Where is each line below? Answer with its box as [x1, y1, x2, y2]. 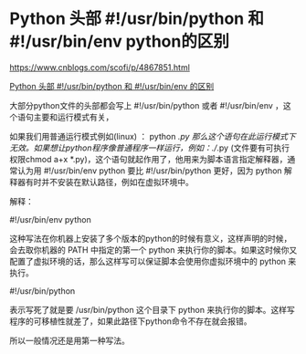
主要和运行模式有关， [33, 111, 114, 122]
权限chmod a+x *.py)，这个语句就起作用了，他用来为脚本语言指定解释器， [9, 153, 288, 164]
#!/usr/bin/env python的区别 [9, 31, 230, 52]
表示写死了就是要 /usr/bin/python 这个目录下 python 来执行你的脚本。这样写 [9, 304, 295, 315]
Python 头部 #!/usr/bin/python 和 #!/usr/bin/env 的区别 [9, 80, 215, 91]
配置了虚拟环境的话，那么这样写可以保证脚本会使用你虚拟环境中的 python [9, 255, 286, 266]
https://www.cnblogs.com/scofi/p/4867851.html [9, 61, 190, 73]
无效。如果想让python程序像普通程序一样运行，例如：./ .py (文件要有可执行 [9, 142, 290, 153]
